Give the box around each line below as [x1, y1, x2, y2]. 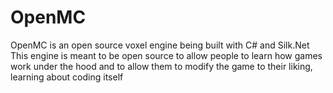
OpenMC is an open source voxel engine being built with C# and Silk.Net [10, 39, 310, 51]
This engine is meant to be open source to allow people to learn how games [10, 49, 323, 61]
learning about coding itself [10, 71, 124, 83]
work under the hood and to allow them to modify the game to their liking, [10, 60, 313, 72]
